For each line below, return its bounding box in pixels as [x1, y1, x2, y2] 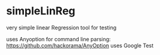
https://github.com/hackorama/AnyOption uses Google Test [6, 42, 154, 49]
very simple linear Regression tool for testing [6, 24, 117, 31]
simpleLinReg [6, 4, 76, 18]
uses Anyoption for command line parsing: [6, 35, 111, 42]
